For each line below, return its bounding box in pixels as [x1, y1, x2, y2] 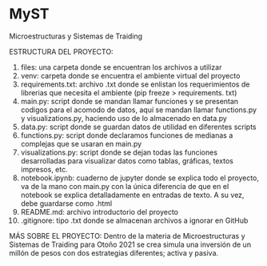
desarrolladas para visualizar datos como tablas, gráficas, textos [20, 155, 234, 165]
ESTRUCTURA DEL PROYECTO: [9, 46, 114, 56]
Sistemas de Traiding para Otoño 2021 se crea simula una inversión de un [9, 240, 251, 249]
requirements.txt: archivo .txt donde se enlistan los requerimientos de [20, 79, 250, 89]
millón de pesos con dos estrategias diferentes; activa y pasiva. [9, 248, 219, 257]
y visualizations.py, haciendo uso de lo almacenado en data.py [20, 113, 227, 123]
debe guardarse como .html [20, 198, 113, 208]
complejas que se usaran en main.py [20, 139, 142, 148]
